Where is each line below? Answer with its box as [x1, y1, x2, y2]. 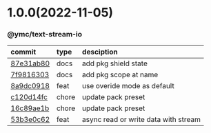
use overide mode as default [81, 81, 174, 91]
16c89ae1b [10, 103, 50, 113]
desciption [81, 47, 119, 57]
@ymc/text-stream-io [7, 30, 83, 39]
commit [10, 47, 37, 57]
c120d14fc [10, 92, 48, 102]
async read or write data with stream [81, 115, 201, 125]
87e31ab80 [10, 59, 50, 68]
